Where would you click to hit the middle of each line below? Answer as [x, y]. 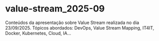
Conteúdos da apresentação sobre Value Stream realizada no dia [72, 22]
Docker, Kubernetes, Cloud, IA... [38, 33]
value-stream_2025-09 [55, 9]
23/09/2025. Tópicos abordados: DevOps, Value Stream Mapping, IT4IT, [80, 27]
